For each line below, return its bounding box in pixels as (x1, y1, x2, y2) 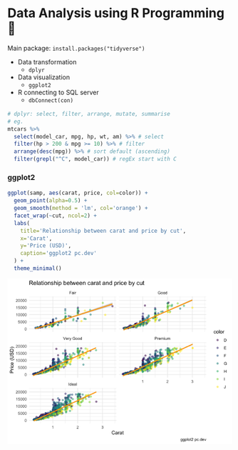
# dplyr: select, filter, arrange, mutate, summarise (7, 110, 171, 117)
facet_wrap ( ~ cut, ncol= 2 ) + (14, 212, 98, 219)
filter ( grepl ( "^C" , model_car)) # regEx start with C (14, 156, 177, 163)
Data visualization (17, 73, 71, 81)
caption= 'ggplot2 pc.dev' (20, 250, 98, 257)
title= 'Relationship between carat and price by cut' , (20, 227, 187, 234)
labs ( (14, 219, 31, 226)
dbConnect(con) (28, 96, 73, 104)
